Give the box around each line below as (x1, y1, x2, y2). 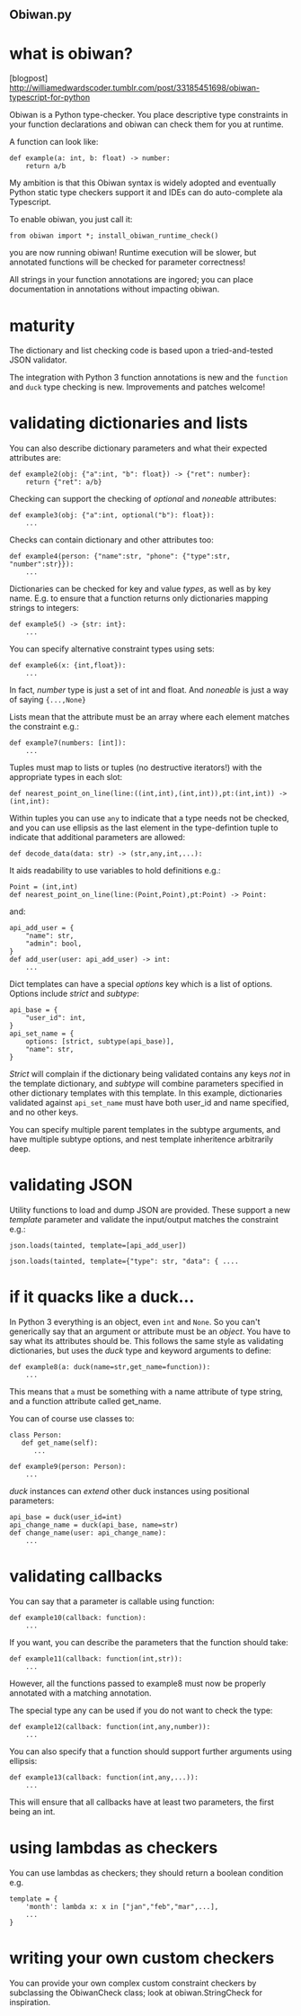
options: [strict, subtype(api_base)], (25, 1037, 175, 1046)
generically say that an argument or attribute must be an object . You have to (9, 1326, 291, 1337)
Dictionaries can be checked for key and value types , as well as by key (9, 584, 271, 595)
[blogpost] (9, 73, 49, 84)
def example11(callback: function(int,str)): (9, 1654, 182, 1663)
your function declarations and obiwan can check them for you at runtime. (9, 119, 285, 130)
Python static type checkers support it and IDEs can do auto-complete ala (9, 187, 283, 198)
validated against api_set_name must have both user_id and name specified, (9, 1098, 289, 1108)
